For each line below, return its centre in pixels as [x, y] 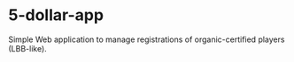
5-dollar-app [56, 15]
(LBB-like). [28, 48]
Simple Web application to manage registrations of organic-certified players [147, 39]
